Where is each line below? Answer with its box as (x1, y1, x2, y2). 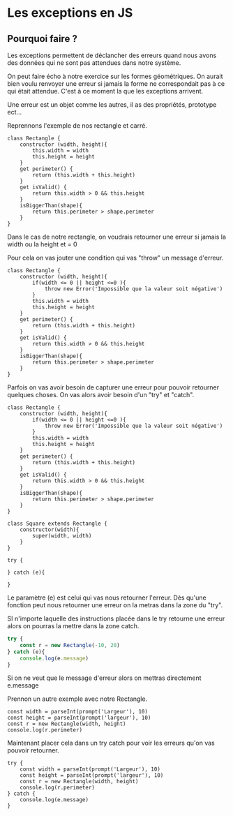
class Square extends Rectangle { (7, 520, 108, 527)
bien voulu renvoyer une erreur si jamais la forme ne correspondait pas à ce (7, 80, 225, 88)
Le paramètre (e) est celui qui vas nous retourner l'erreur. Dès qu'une (7, 593, 207, 602)
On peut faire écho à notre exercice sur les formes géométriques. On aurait (7, 72, 223, 80)
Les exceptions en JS (7, 5, 133, 21)
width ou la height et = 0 (7, 240, 78, 248)
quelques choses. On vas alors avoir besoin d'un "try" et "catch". (7, 391, 195, 399)
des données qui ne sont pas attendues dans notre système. (7, 59, 181, 67)
